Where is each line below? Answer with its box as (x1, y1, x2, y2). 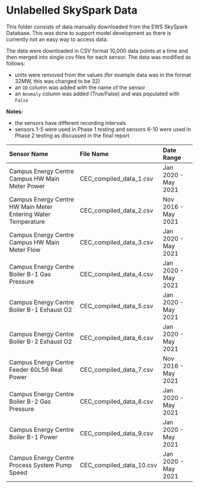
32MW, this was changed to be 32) (14, 78, 101, 85)
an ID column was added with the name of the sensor (14, 84, 146, 91)
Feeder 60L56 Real (9, 365, 63, 374)
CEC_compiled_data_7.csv (79, 365, 153, 374)
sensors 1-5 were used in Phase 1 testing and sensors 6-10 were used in (14, 126, 191, 133)
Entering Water (9, 210, 51, 218)
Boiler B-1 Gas (9, 270, 52, 278)
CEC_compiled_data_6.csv (79, 333, 153, 342)
